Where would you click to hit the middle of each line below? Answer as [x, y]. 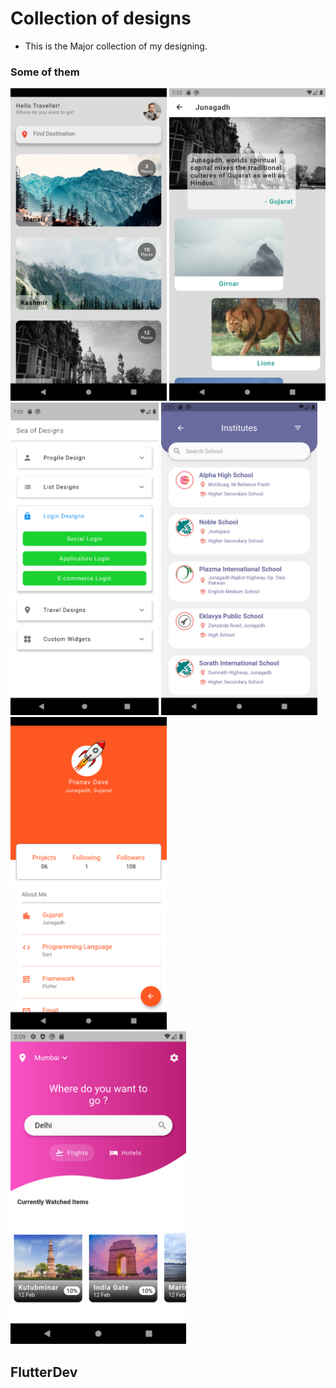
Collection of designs [101, 18]
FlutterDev [44, 1372]
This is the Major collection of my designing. [116, 46]
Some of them [45, 72]
